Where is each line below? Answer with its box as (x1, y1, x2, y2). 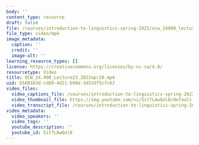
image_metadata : (6, 36, 46, 42)
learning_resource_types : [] (6, 58, 78, 64)
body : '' (6, 8, 28, 15)
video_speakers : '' (11, 113, 60, 119)
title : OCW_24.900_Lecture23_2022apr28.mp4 (6, 75, 115, 80)
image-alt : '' (11, 53, 46, 59)
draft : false (6, 20, 38, 25)
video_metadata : (6, 108, 46, 114)
